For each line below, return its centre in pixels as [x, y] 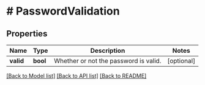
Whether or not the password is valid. [108, 61]
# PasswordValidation [63, 11]
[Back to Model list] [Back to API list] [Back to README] [76, 76]
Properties [27, 34]
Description [108, 51]
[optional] [181, 61]
